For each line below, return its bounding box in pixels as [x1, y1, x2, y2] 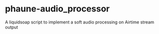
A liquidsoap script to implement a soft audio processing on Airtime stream [5, 19, 154, 25]
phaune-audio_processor [5, 3, 110, 14]
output [5, 24, 18, 30]
